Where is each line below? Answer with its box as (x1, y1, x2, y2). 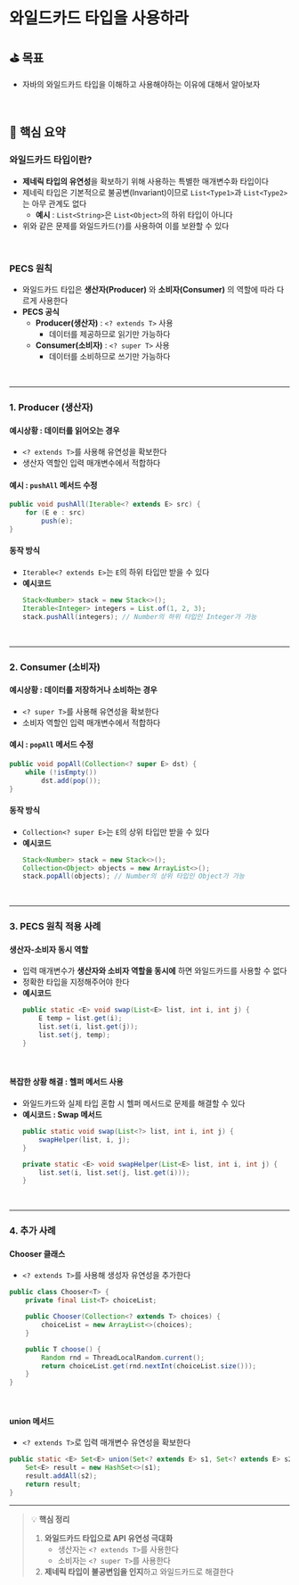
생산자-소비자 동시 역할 (9, 944, 89, 954)
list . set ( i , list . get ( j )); (38, 1022, 139, 1031)
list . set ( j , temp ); (38, 1031, 111, 1040)
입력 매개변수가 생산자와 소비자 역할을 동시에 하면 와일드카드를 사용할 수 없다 (21, 965, 287, 977)
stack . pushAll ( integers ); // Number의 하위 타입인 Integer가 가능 (21, 612, 257, 621)
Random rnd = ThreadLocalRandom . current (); (41, 1353, 205, 1362)
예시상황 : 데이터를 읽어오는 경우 (9, 425, 120, 435)
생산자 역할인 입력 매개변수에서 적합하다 (21, 458, 161, 468)
